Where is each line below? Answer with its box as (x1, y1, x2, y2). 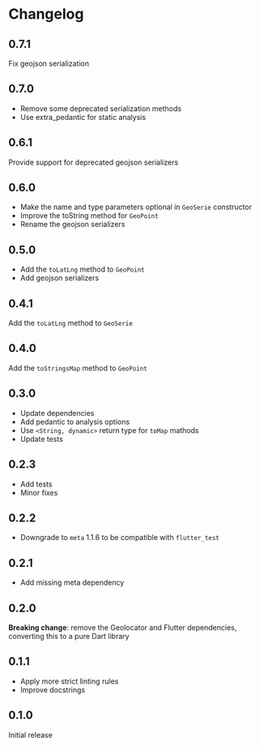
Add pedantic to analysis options (19, 417, 130, 427)
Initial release (8, 730, 53, 740)
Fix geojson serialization (8, 58, 89, 68)
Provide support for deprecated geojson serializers (8, 157, 179, 167)
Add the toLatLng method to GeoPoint (19, 264, 145, 274)
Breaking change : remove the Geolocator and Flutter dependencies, (8, 622, 237, 632)
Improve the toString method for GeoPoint (19, 211, 160, 221)
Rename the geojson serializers (19, 220, 126, 229)
